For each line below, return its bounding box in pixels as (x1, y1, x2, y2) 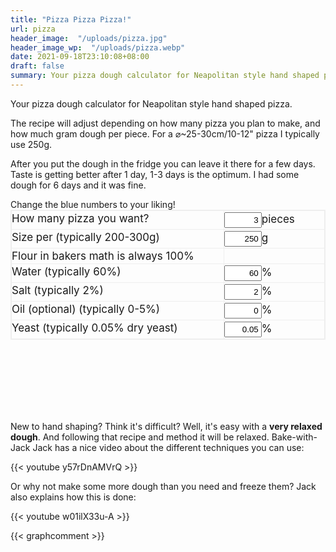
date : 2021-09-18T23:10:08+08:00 (10, 52, 150, 62)
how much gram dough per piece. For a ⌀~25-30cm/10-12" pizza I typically (10, 127, 320, 140)
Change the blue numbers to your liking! (10, 198, 176, 210)
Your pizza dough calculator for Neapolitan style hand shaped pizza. (10, 97, 293, 110)
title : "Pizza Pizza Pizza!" (10, 14, 132, 25)
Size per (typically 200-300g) (11, 230, 160, 244)
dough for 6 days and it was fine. (10, 179, 147, 191)
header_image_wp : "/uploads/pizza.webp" (10, 42, 186, 53)
